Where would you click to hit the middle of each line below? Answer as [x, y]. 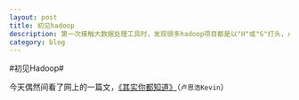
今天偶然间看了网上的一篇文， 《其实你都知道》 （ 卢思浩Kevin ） [119, 87]
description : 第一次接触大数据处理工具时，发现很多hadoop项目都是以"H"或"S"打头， [149, 34]
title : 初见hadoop [42, 26]
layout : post [33, 17]
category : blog [37, 42]
